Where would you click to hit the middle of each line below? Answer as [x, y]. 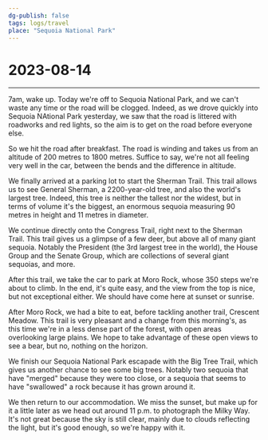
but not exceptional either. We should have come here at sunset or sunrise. [131, 297]
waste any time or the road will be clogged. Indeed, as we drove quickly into [133, 108]
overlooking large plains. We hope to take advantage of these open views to [133, 338]
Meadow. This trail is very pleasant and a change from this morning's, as [128, 320]
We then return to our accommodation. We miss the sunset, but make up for [133, 403]
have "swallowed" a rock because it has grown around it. [102, 387]
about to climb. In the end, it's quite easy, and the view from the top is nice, [132, 289]
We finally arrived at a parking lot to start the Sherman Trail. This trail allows [133, 181]
